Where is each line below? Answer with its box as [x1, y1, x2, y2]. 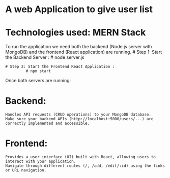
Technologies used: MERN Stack [5, 27, 146, 39]
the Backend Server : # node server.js [5, 54, 85, 60]
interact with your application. [5, 159, 76, 164]
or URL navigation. [5, 168, 47, 173]
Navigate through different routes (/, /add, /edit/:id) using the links [5, 163, 165, 168]
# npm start [25, 68, 51, 74]
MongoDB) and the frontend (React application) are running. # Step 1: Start [5, 49, 162, 55]
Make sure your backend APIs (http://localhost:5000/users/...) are [5, 117, 154, 122]
